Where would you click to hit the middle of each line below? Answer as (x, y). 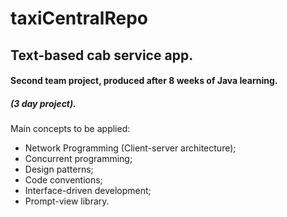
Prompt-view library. (67, 201)
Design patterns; (59, 169)
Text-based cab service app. (102, 55)
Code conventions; (63, 180)
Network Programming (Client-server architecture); (130, 148)
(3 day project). (43, 103)
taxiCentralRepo (79, 18)
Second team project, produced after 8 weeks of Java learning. (144, 81)
